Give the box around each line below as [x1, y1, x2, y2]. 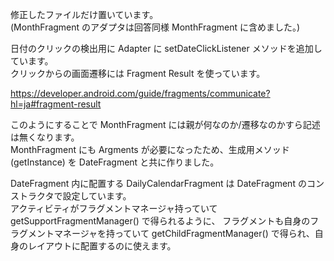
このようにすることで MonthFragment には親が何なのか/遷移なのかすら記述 [10, 119, 321, 130]
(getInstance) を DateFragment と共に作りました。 [10, 156, 220, 168]
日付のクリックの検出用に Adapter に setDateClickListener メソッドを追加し [10, 43, 323, 54]
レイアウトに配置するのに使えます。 [27, 240, 177, 252]
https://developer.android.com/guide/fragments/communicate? [10, 88, 271, 99]
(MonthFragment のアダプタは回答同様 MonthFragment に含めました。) [10, 21, 301, 33]
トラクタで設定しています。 [18, 190, 132, 202]
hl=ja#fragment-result [10, 98, 102, 110]
